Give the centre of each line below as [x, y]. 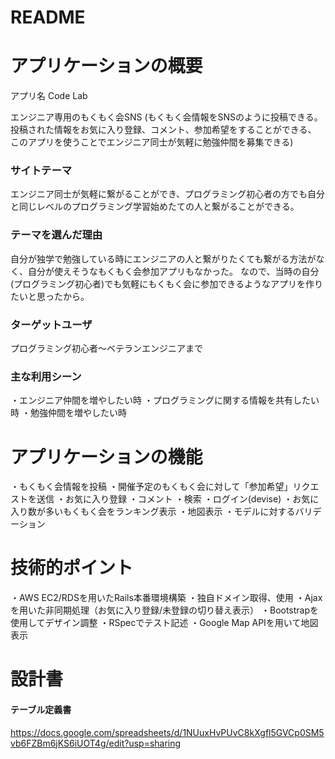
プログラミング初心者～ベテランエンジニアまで [106, 348]
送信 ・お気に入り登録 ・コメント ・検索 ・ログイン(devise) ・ [164, 499]
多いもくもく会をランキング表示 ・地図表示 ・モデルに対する [170, 512]
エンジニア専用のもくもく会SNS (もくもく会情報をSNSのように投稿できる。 [166, 117]
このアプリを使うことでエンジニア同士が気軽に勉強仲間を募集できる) [152, 142]
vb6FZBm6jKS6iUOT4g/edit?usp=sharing [96, 743]
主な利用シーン [46, 376]
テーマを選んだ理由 [56, 235]
